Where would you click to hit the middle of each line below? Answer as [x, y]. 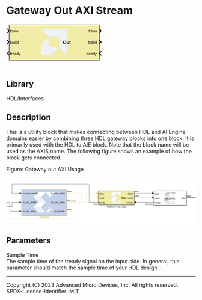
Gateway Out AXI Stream [70, 11]
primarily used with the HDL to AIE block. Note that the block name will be [98, 144]
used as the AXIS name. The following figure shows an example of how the [99, 151]
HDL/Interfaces [25, 98]
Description [29, 118]
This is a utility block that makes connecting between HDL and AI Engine [96, 132]
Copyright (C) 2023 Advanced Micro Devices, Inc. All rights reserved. [92, 285]
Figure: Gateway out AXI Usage [45, 169]
